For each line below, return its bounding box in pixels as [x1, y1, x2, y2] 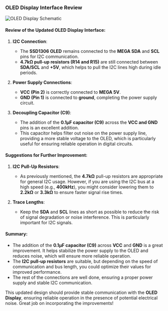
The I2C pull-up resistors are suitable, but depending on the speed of [12, 258, 158, 264]
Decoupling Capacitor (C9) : [12, 109, 71, 115]
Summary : [5, 231, 28, 237]
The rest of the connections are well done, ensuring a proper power [12, 274, 153, 280]
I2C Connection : [12, 38, 48, 44]
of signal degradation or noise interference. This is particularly [20, 214, 149, 220]
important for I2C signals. [20, 219, 73, 225]
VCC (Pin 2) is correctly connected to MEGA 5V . [20, 89, 121, 95]
